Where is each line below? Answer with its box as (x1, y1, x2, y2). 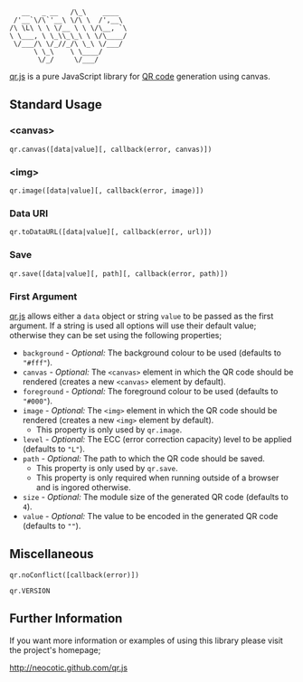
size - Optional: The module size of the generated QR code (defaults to (22, 491, 289, 502)
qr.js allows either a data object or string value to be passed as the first (9, 310, 274, 321)
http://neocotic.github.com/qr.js (9, 662, 128, 673)
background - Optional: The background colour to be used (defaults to (22, 347, 282, 358)
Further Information (9, 611, 123, 627)
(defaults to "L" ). (22, 443, 86, 454)
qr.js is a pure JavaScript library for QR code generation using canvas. (9, 71, 271, 81)
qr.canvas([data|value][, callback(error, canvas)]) (9, 145, 213, 154)
